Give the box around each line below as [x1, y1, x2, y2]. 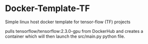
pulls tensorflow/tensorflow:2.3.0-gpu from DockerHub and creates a [5, 28, 144, 34]
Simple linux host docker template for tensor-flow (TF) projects [5, 19, 131, 25]
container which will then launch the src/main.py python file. [5, 33, 125, 39]
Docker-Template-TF [5, 3, 90, 14]
